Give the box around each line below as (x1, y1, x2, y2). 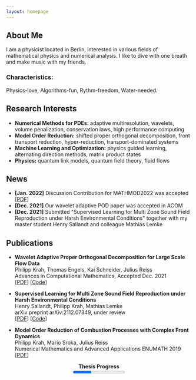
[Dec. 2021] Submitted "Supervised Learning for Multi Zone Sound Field (14, 209, 190, 216)
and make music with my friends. (6, 58, 87, 65)
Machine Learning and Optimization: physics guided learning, (14, 144, 167, 151)
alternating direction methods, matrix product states (14, 151, 141, 158)
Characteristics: (6, 73, 54, 81)
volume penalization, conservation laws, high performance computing (14, 125, 184, 133)
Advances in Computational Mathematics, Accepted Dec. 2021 (14, 272, 167, 280)
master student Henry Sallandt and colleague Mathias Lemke (14, 221, 163, 228)
